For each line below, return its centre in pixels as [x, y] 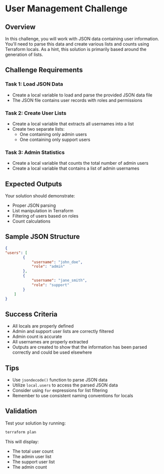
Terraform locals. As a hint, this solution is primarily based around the [76, 49]
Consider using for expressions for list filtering [60, 390]
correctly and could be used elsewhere [52, 352]
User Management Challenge [66, 9]
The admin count [30, 467]
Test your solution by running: [35, 423]
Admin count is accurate [37, 336]
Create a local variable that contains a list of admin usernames [76, 168]
